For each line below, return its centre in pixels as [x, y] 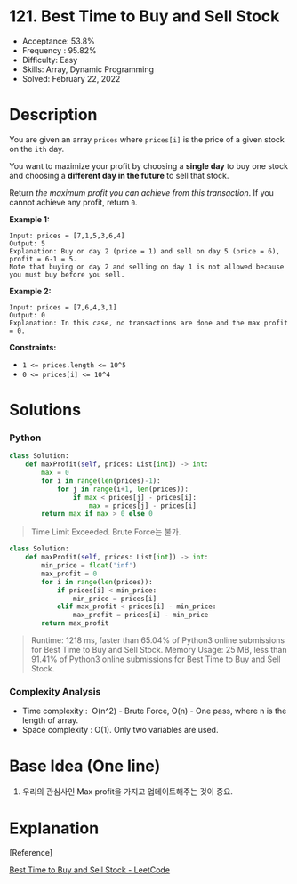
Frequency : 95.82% [59, 50]
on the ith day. [37, 149]
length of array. [50, 720]
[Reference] [31, 853]
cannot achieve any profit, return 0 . [73, 202]
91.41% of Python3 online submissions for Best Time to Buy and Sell [156, 659]
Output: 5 [28, 243]
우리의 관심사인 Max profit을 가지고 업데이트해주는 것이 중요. [128, 792]
